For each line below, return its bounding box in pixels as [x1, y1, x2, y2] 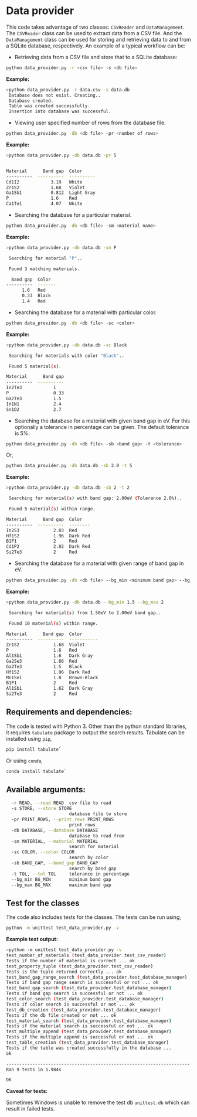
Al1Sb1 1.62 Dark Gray [6, 686, 93, 692]
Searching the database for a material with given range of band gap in [14, 560, 184, 567]
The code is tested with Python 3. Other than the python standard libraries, [6, 723, 187, 730]
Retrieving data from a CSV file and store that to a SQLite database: [14, 53, 178, 60]
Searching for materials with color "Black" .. [8, 353, 125, 359]
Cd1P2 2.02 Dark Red [6, 544, 91, 550]
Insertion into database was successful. [8, 108, 111, 115]
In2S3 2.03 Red [6, 527, 77, 533]
